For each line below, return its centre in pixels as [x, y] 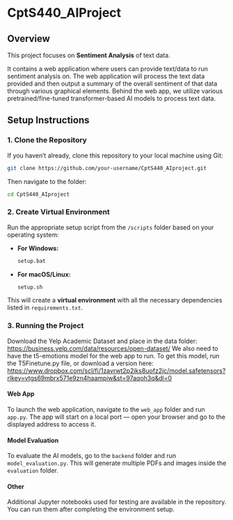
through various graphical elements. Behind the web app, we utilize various [115, 91]
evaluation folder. [33, 471]
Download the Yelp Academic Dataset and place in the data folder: [102, 341]
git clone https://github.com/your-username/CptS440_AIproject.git [107, 168]
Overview [29, 39]
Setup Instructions [48, 120]
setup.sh [30, 287]
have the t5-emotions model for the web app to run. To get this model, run [113, 355]
